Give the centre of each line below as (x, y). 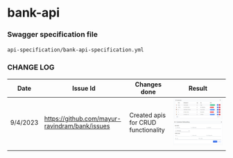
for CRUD (143, 122)
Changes (148, 85)
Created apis (148, 115)
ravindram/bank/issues (77, 126)
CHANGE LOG (31, 67)
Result (198, 88)
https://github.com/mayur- (83, 119)
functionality (147, 130)
